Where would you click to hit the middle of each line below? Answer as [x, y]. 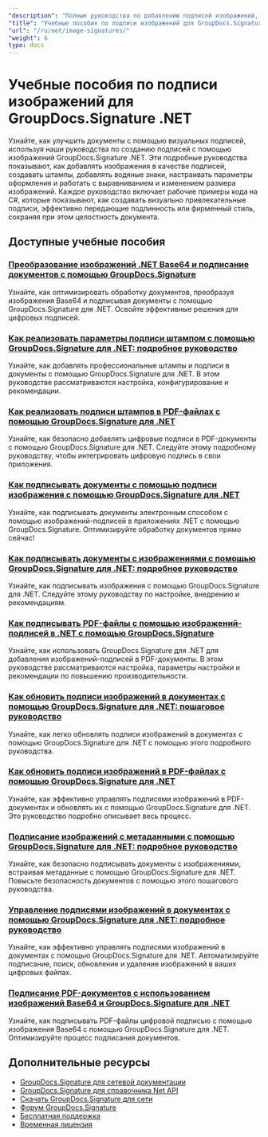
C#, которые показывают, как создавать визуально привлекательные [127, 200]
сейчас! [22, 537]
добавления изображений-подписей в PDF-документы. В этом [116, 659]
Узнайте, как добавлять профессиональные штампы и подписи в [119, 366]
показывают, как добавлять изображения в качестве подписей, [117, 166]
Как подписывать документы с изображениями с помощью [132, 558]
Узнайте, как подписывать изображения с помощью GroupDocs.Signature [134, 585]
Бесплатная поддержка [60, 1115]
